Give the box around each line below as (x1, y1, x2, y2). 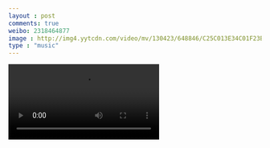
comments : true (8, 19, 59, 27)
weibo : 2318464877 (8, 27, 70, 35)
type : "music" (8, 42, 59, 50)
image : (8, 34, 35, 43)
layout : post (8, 11, 56, 20)
